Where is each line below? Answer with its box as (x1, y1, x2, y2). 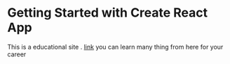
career (7, 50, 27, 58)
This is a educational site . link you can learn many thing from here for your (7, 42, 224, 51)
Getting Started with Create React (7, 5, 208, 21)
